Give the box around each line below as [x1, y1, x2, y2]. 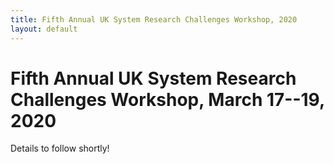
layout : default [10, 24, 78, 34]
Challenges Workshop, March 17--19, [10, 88, 325, 111]
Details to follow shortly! [10, 142, 110, 155]
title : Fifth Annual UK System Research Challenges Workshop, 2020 [10, 14, 298, 25]
